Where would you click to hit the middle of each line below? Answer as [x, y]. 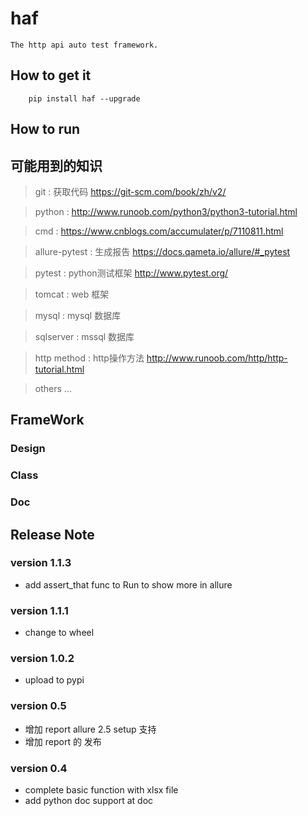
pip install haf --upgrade [84, 98]
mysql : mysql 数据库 [78, 315]
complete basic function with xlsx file [101, 789]
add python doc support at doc [89, 800]
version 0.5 [38, 706]
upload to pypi [54, 680]
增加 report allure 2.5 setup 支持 [90, 729]
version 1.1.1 [39, 610]
